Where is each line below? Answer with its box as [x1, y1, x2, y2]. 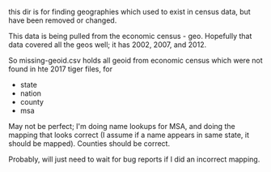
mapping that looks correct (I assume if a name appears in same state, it [8, 130, 249, 140]
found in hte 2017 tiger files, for [8, 64, 113, 74]
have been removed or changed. [8, 15, 117, 25]
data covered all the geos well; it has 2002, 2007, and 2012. [8, 40, 207, 49]
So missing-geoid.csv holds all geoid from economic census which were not [8, 56, 263, 65]
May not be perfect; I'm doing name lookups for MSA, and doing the [8, 122, 236, 131]
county [19, 97, 44, 106]
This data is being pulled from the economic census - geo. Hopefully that [8, 32, 252, 41]
